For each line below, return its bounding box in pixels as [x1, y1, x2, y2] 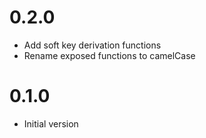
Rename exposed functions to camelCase [23, 49, 196, 61]
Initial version [23, 117, 79, 130]
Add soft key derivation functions [23, 39, 162, 51]
